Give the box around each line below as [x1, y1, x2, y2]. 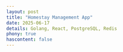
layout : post [6, 8, 39, 15]
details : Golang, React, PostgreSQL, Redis [6, 25, 118, 32]
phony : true [6, 31, 36, 37]
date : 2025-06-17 [6, 20, 50, 26]
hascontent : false [6, 36, 52, 42]
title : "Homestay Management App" [6, 14, 93, 20]
